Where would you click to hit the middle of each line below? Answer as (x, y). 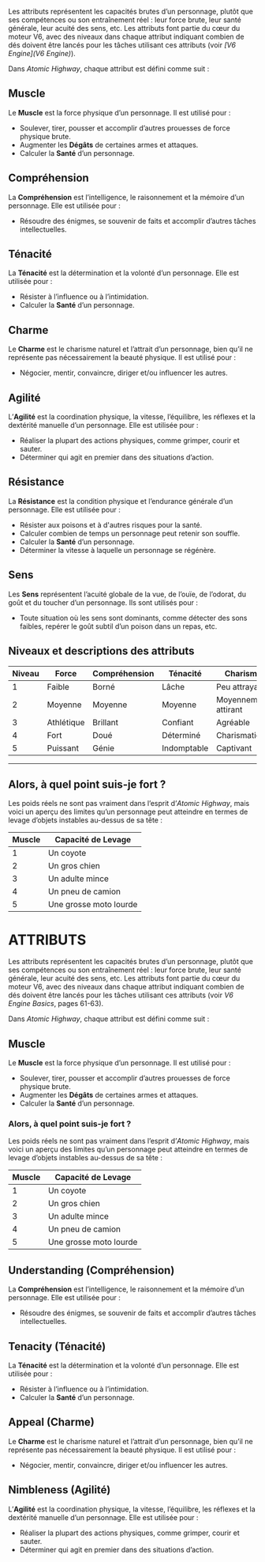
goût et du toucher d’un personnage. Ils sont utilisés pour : (103, 602)
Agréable (233, 722)
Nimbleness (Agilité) (60, 1490)
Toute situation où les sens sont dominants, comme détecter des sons (133, 618)
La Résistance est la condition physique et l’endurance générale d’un (121, 501)
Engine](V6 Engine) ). (42, 53)
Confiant (177, 722)
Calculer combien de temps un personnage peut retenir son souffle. (130, 533)
